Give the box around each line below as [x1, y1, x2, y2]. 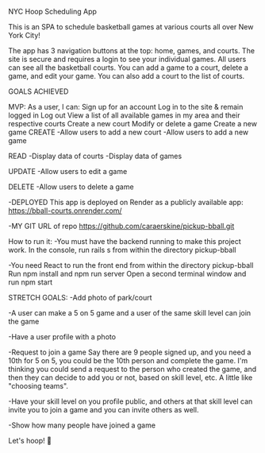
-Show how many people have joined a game [8, 420, 156, 430]
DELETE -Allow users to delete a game [8, 182, 134, 192]
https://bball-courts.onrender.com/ [8, 206, 122, 215]
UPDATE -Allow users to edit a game [8, 167, 128, 176]
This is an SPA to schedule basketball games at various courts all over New [8, 22, 254, 31]
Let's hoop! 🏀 [8, 436, 52, 445]
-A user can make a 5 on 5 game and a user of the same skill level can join [8, 308, 252, 317]
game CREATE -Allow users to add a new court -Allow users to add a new [8, 127, 248, 137]
